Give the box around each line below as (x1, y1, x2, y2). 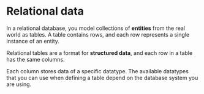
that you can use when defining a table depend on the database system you (6, 74, 198, 81)
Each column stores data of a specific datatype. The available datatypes (6, 67, 189, 74)
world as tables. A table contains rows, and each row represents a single (6, 31, 190, 38)
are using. (6, 81, 32, 88)
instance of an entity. (6, 37, 60, 45)
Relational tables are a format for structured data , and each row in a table (6, 49, 193, 56)
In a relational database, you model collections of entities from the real (6, 24, 186, 32)
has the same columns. (6, 56, 66, 63)
